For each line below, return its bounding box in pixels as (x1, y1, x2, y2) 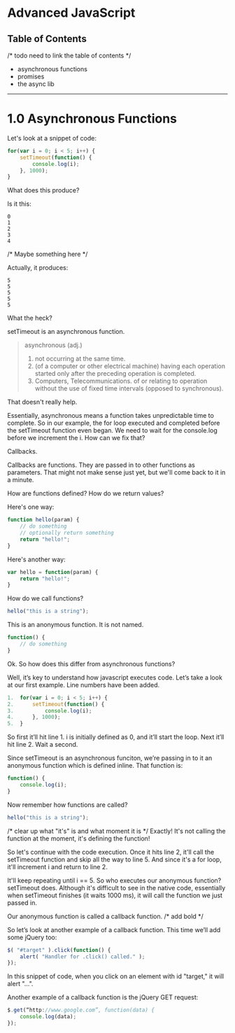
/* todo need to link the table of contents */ (7, 51, 131, 59)
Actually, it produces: (7, 264, 69, 272)
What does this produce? (7, 186, 80, 195)
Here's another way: (7, 555, 66, 563)
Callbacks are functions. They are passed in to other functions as (7, 461, 196, 470)
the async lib (17, 80, 55, 88)
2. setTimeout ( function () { (7, 701, 105, 708)
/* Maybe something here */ (7, 250, 88, 258)
